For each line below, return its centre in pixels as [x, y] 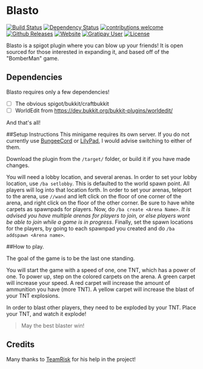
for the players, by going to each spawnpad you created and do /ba [91, 228]
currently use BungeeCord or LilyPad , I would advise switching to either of [99, 140]
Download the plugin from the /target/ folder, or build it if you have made [98, 158]
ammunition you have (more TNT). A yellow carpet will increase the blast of [100, 289]
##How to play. [25, 246]
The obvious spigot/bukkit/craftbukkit [62, 103]
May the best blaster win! [53, 325]
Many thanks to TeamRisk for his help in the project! [71, 359]
